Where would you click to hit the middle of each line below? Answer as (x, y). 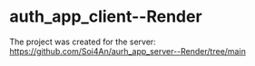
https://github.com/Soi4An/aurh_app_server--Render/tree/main (128, 51)
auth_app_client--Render (106, 17)
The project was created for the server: (83, 42)
